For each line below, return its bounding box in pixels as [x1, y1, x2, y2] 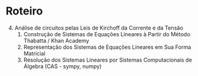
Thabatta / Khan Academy [23, 37, 89, 44]
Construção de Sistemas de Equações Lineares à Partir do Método [23, 30, 191, 37]
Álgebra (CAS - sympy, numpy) [23, 62, 102, 70]
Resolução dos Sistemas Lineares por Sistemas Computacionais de [23, 56, 193, 63]
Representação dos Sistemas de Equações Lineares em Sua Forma [23, 43, 192, 51]
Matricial [23, 49, 46, 57]
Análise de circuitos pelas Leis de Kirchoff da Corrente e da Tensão [14, 24, 183, 31]
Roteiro [5, 4, 43, 18]
